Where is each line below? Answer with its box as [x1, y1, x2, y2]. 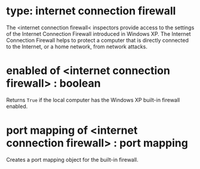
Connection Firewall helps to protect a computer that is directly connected [6, 36, 189, 44]
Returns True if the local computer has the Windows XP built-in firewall [6, 96, 180, 103]
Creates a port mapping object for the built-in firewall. [6, 156, 139, 163]
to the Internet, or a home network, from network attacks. [6, 43, 148, 50]
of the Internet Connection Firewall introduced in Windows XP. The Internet [6, 30, 191, 37]
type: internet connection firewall [6, 4, 176, 18]
